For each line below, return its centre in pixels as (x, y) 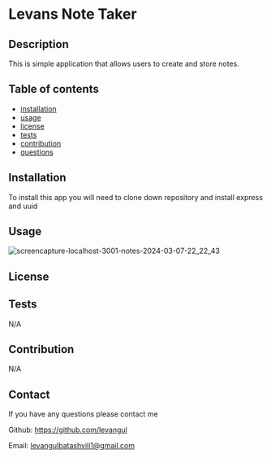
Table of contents (54, 89)
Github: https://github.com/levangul (68, 430)
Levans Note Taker (73, 14)
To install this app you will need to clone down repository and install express (136, 197)
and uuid (23, 206)
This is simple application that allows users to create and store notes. (124, 63)
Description (39, 44)
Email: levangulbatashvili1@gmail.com (72, 446)
